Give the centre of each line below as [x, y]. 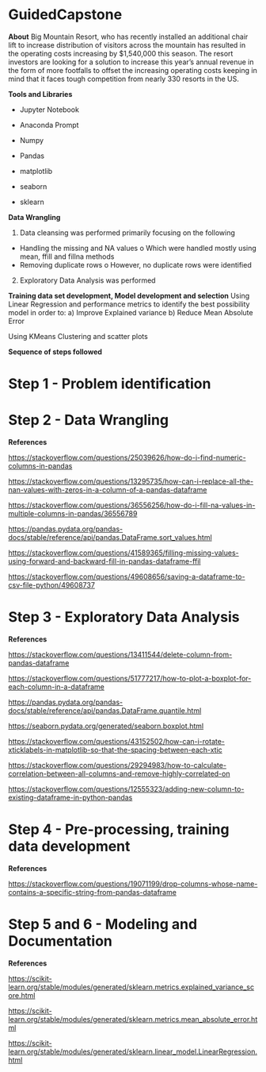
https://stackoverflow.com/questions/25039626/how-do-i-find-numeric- [127, 457]
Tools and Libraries [40, 94]
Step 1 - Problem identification [110, 384]
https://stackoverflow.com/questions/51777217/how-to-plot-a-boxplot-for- [130, 678]
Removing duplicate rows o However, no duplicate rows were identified [135, 264]
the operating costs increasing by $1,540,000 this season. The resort [121, 53]
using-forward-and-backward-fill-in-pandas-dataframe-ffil [104, 561]
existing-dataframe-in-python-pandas [70, 797]
